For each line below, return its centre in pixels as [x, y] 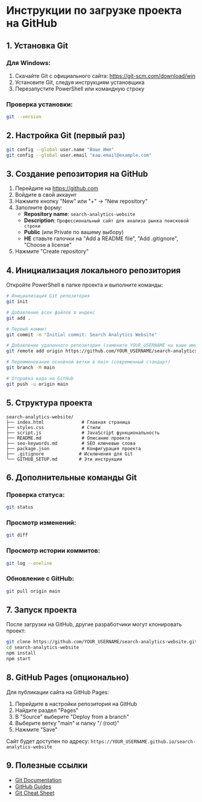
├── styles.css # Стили [54, 427]
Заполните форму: [38, 208]
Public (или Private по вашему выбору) [74, 232]
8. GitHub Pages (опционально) [68, 677]
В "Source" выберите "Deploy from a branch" [72, 716]
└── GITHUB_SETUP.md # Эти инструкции [64, 459]
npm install [21, 653]
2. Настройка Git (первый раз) [66, 135]
